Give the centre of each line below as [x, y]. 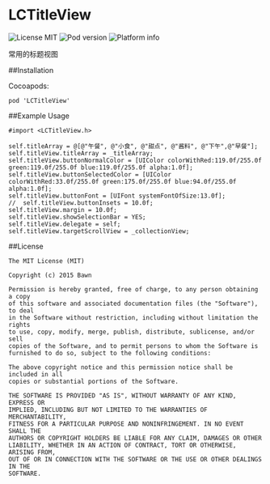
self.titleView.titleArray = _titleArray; [81, 153]
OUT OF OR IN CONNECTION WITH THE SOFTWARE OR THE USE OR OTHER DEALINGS [135, 459]
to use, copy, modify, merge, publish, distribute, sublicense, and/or [131, 332]
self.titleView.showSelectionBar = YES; [78, 217]
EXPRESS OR [27, 402]
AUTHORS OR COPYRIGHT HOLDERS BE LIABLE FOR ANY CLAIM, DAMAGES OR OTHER [135, 438]
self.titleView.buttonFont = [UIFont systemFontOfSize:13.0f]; [117, 196]
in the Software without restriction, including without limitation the [133, 317]
